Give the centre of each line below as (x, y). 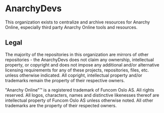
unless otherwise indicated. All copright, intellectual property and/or (74, 75)
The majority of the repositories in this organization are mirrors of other (77, 54)
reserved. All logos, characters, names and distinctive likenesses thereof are (82, 95)
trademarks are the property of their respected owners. (61, 105)
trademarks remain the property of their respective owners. (65, 80)
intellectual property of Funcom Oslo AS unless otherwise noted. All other (79, 100)
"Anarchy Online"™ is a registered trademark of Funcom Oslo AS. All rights (80, 90)
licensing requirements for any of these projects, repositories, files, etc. (77, 70)
